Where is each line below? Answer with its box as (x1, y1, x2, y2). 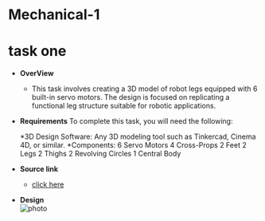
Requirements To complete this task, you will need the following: (19, 116, 233, 126)
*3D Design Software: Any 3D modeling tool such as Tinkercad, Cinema (19, 132, 256, 141)
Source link (19, 164, 58, 174)
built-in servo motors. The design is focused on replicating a (31, 93, 230, 102)
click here (31, 180, 64, 189)
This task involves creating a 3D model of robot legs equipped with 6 (31, 84, 258, 93)
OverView (19, 69, 54, 78)
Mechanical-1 (8, 6, 100, 24)
